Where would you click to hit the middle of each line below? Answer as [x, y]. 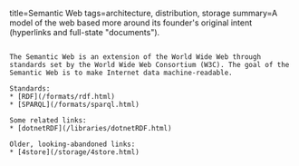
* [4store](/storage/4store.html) [75, 152]
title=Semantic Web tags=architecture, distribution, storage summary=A [144, 13]
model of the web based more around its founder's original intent [131, 23]
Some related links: [48, 121]
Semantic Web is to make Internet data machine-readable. [121, 73]
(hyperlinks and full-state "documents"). [85, 32]
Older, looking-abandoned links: [72, 144]
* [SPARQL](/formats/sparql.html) [75, 104]
